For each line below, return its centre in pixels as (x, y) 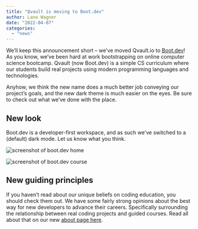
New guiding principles (50, 180)
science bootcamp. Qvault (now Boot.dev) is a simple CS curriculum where (98, 63)
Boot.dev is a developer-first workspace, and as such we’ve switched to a (96, 132)
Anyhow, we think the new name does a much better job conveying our (92, 87)
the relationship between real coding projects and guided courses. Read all (97, 213)
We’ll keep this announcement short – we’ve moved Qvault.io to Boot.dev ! (96, 50)
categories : (21, 28)
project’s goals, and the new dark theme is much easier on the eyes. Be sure (99, 93)
